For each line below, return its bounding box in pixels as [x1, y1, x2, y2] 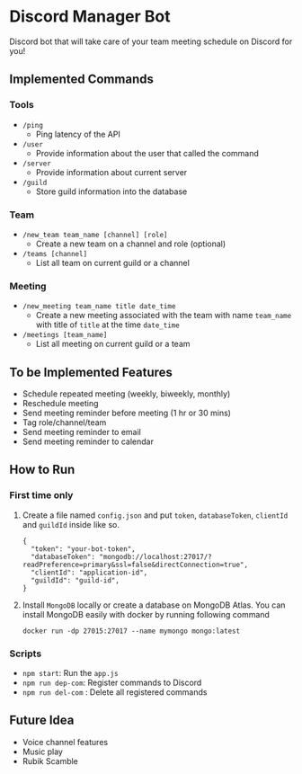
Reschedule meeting [22, 398, 99, 409]
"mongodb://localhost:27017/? [98, 552, 213, 561]
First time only [9, 489, 74, 502]
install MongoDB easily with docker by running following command [22, 609, 270, 619]
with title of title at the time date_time [35, 319, 180, 330]
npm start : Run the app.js [22, 668, 119, 679]
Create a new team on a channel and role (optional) [35, 238, 226, 249]
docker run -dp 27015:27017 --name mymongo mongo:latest [22, 627, 241, 636]
